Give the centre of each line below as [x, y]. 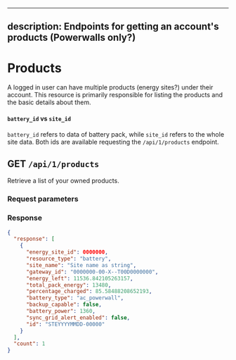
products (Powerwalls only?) [72, 38]
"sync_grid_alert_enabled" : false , [78, 318]
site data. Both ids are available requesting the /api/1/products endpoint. [113, 142]
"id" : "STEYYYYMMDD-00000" [65, 324]
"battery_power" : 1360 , [61, 311]
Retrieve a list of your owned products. [63, 181]
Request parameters [43, 199]
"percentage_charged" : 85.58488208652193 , [89, 292]
